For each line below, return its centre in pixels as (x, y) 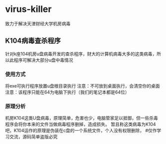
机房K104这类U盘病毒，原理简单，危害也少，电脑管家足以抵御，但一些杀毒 (82, 118)
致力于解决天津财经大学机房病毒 (38, 23)
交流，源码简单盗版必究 (33, 137)
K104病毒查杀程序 (33, 41)
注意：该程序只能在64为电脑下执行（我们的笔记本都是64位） (67, 92)
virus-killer (29, 9)
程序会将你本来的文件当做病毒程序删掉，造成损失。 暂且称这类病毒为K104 (81, 124)
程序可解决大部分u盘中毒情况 (43, 60)
